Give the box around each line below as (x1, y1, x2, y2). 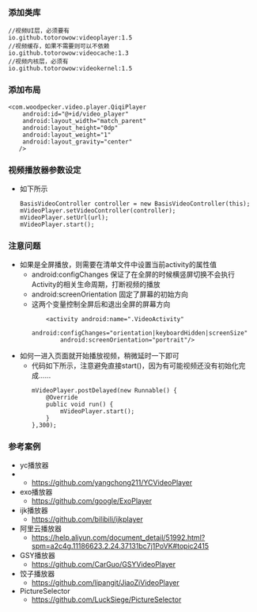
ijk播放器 (19, 506, 49, 515)
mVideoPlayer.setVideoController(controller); (19, 206, 176, 215)
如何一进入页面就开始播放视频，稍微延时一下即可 (19, 351, 180, 361)
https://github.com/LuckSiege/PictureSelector (31, 595, 182, 604)
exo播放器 (19, 488, 53, 497)
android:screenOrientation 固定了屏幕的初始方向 (31, 289, 188, 299)
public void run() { (46, 400, 114, 409)
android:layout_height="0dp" (22, 124, 119, 132)
